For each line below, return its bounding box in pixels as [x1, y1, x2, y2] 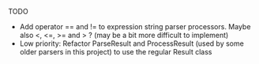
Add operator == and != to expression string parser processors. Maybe [19, 22, 251, 31]
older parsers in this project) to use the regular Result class [19, 47, 212, 56]
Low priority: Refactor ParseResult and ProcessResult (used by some [19, 39, 245, 48]
